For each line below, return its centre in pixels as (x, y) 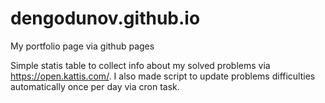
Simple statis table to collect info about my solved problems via (140, 65)
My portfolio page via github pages (82, 46)
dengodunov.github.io (105, 18)
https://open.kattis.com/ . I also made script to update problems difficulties (163, 76)
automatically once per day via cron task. (95, 86)
